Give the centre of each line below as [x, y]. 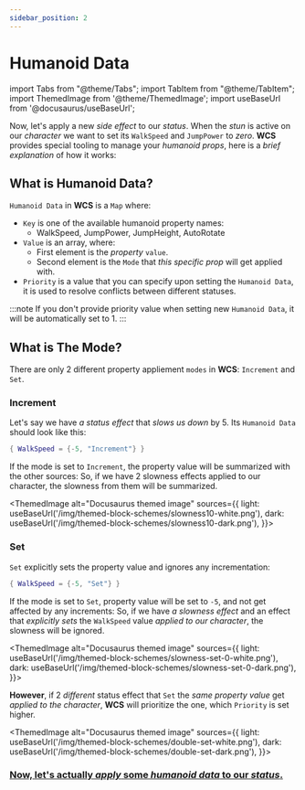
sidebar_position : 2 [49, 18]
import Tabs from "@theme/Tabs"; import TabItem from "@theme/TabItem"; [152, 89]
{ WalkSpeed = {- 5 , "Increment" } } [77, 449]
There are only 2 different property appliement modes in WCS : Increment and [152, 369]
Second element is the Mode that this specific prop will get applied [159, 262]
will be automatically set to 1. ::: [68, 319]
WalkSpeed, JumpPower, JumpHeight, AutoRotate [131, 233]
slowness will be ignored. [57, 630]
